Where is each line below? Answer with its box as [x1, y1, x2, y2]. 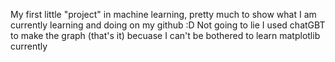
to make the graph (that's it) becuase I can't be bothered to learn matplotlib [10, 30, 321, 41]
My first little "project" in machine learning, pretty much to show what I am [10, 9, 317, 20]
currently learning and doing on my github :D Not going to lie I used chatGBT [10, 19, 326, 31]
